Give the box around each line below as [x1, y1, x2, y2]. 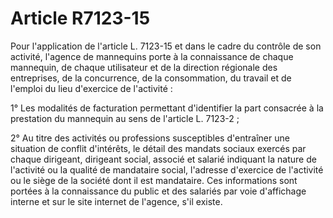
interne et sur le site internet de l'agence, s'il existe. [10, 195, 223, 207]
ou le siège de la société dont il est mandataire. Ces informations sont [10, 174, 298, 186]
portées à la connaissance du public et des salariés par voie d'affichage [10, 185, 307, 197]
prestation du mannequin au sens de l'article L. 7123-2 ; [10, 112, 240, 124]
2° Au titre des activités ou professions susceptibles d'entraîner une [10, 132, 290, 144]
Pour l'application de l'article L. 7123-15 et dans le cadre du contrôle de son [10, 40, 322, 52]
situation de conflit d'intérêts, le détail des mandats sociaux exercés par [10, 142, 307, 154]
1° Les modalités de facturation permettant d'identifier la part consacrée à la [10, 102, 324, 114]
